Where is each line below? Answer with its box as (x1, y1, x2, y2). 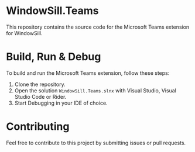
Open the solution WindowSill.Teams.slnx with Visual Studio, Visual (14, 87, 177, 94)
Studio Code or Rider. (14, 93, 67, 100)
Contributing (6, 120, 70, 133)
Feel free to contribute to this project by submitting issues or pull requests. (6, 139, 186, 146)
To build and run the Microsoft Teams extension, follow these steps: (6, 69, 170, 77)
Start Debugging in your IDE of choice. (14, 99, 108, 106)
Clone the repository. (14, 81, 66, 88)
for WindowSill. (6, 29, 43, 36)
